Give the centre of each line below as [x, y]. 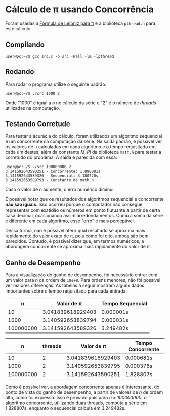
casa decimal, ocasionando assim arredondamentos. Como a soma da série [84, 216]
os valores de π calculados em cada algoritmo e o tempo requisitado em [80, 147]
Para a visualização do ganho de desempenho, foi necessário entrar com [81, 275]
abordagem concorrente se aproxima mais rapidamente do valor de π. [78, 247]
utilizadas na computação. [33, 108]
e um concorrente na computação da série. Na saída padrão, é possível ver [84, 141]
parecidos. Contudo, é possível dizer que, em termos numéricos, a [75, 241]
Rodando [20, 72]
